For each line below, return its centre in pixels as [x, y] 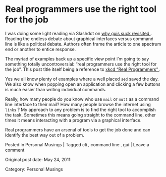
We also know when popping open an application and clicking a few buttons [83, 84]
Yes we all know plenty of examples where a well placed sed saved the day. [82, 79]
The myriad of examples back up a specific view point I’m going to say [77, 59]
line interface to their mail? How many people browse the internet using [78, 104]
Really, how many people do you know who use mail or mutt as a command [82, 99]
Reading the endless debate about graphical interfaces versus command [79, 39]
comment [15, 150]
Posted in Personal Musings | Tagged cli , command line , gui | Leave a [77, 144]
